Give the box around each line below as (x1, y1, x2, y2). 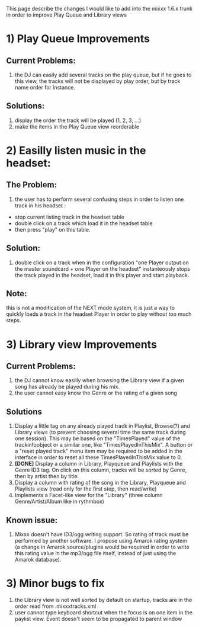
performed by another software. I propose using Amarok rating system (14, 537, 188, 544)
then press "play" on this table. (14, 226, 91, 233)
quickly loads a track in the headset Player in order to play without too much (6, 310, 192, 318)
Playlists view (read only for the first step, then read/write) (14, 485, 157, 492)
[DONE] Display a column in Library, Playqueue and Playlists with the (14, 460, 183, 467)
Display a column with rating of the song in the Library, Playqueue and (14, 479, 186, 486)
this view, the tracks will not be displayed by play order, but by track (14, 78, 181, 85)
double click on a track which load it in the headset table (14, 219, 153, 227)
